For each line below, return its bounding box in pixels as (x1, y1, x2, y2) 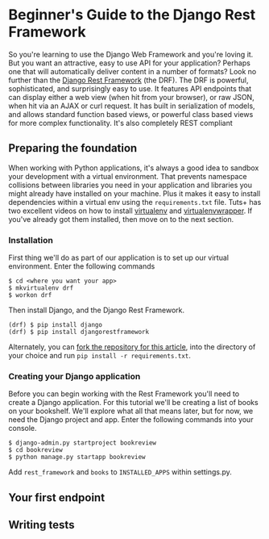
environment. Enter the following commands (8, 261, 155, 271)
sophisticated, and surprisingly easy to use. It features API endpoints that (8, 83, 252, 94)
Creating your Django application (8, 370, 141, 382)
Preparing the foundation (8, 141, 138, 155)
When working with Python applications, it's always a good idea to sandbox (8, 163, 259, 173)
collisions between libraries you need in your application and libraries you (8, 180, 252, 190)
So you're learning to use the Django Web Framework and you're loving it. (8, 49, 254, 59)
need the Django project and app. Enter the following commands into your (8, 415, 254, 424)
